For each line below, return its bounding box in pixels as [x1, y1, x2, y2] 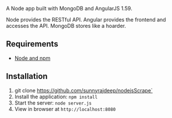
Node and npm [14, 55, 51, 62]
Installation [6, 71, 48, 81]
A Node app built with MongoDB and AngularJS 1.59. [6, 5, 132, 12]
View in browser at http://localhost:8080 [14, 105, 116, 112]
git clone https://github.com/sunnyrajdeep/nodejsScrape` [14, 87, 153, 94]
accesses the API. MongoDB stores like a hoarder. [6, 23, 127, 29]
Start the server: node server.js [14, 99, 92, 106]
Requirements [6, 39, 58, 49]
